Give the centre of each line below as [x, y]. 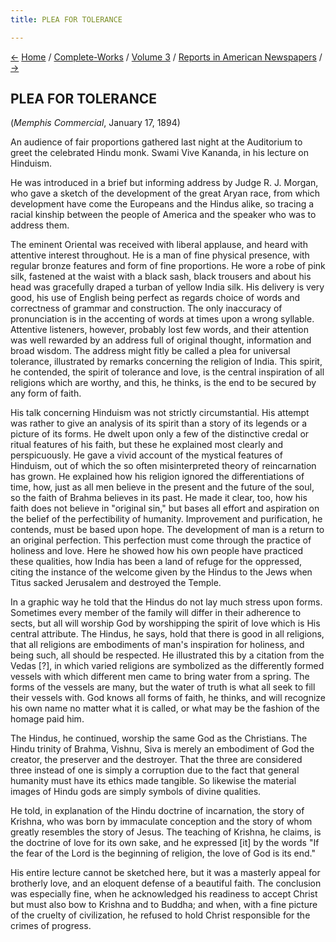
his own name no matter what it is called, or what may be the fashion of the [165, 708]
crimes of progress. [51, 926]
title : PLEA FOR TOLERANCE [66, 19]
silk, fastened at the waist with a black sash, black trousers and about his [161, 277]
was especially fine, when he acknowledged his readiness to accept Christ [164, 894]
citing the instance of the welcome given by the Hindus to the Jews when [161, 572]
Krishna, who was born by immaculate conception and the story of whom [161, 822]
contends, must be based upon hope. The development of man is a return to [167, 530]
